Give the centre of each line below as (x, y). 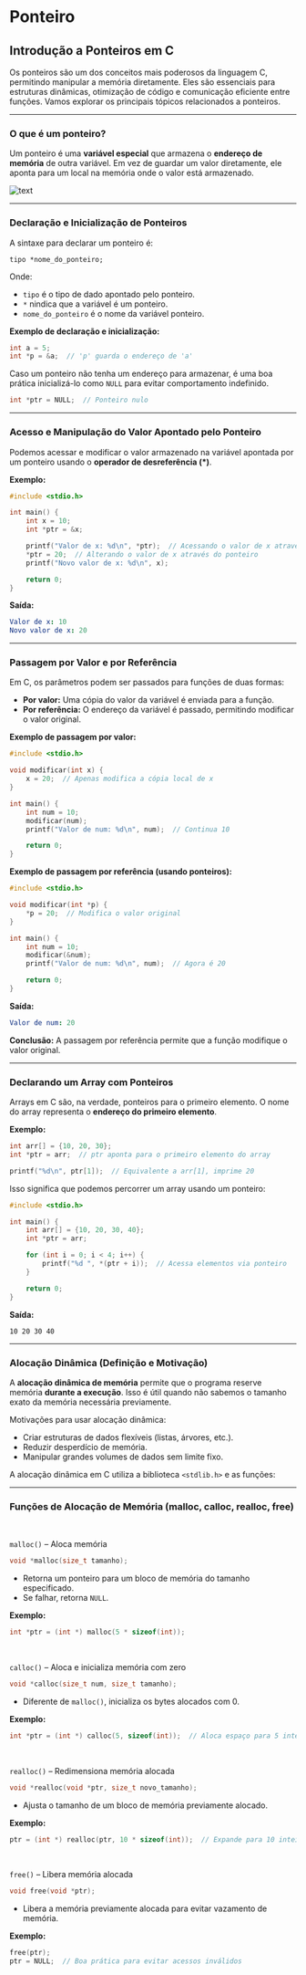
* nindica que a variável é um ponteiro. (95, 304)
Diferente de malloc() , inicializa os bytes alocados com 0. (131, 1701)
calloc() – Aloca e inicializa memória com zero (98, 1667)
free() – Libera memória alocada (71, 1875)
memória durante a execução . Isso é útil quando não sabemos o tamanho (148, 1392)
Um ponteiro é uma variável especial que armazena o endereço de (136, 153)
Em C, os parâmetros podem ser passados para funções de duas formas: (147, 683)
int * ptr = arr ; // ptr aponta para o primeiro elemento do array (140, 1155)
